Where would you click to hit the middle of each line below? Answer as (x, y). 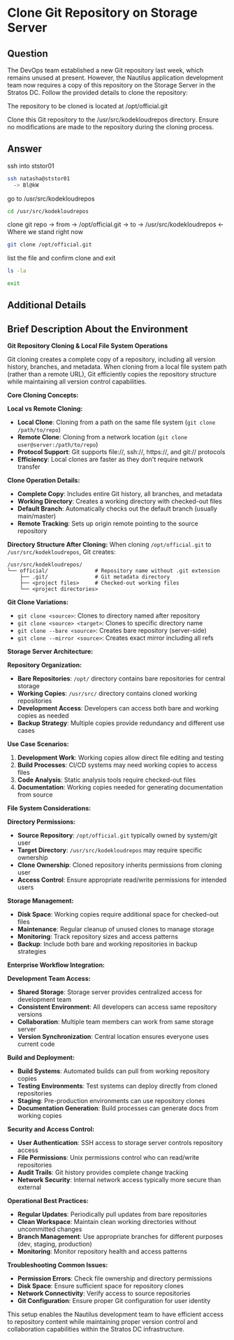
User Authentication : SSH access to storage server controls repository (120, 1143)
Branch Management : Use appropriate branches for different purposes (120, 1237)
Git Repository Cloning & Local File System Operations (88, 346)
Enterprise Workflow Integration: (56, 965)
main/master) (37, 516)
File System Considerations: (49, 808)
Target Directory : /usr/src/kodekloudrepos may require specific (110, 850)
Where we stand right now (45, 232)
